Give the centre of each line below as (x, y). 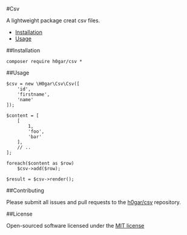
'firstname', (34, 94)
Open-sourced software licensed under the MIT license (75, 226)
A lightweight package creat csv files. (53, 20)
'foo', (36, 131)
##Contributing (25, 190)
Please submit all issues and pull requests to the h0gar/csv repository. (94, 202)
